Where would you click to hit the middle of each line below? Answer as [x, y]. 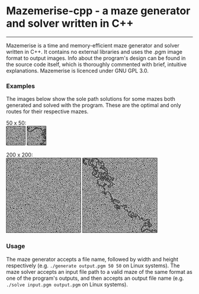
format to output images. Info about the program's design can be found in [96, 58]
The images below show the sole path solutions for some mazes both [91, 99]
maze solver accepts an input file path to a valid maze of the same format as [99, 271]
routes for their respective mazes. [47, 111]
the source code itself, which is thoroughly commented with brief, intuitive [97, 64]
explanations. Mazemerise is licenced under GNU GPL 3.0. [78, 71]
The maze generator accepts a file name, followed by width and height [92, 259]
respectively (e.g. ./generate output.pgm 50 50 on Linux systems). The [93, 266]
